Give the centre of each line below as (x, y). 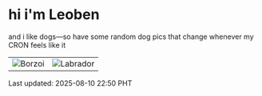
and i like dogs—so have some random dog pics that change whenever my (131, 36)
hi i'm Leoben (54, 15)
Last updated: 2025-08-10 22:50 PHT (70, 83)
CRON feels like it (37, 44)
